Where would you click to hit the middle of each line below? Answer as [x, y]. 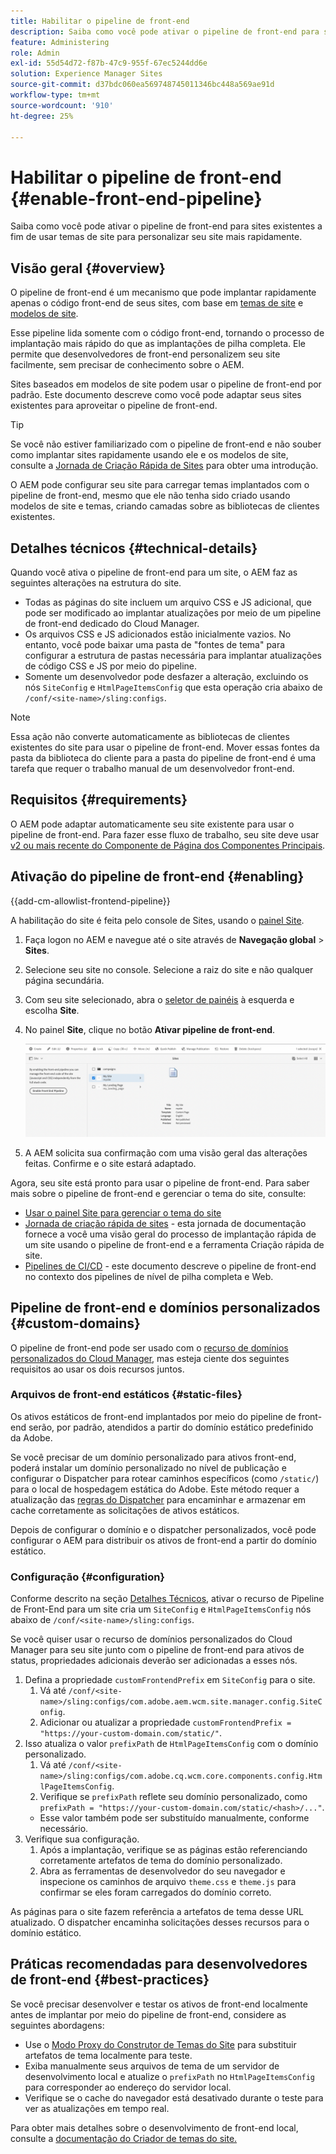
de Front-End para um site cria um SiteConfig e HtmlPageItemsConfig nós [161, 1609]
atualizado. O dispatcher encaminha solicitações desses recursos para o [160, 1922]
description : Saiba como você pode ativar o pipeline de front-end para [165, 31]
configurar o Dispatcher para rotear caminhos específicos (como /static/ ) [165, 1478]
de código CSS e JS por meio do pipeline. [111, 666]
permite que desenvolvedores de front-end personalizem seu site [145, 354]
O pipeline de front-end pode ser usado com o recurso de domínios [149, 1347]
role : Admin [35, 53]
